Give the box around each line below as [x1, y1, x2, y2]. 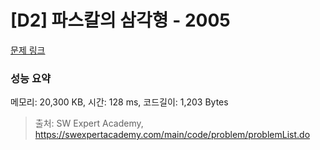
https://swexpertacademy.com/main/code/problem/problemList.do [34, 129, 311, 141]
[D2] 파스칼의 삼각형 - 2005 [10, 9, 231, 32]
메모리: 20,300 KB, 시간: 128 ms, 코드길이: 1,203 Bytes [10, 96, 229, 108]
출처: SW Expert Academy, [34, 117, 144, 130]
